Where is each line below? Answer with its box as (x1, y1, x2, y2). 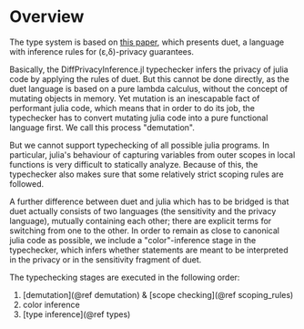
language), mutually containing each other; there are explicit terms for (9, 215, 272, 226)
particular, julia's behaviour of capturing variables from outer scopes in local (9, 149, 296, 160)
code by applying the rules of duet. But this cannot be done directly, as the (9, 73, 289, 84)
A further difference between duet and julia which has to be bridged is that (9, 196, 289, 207)
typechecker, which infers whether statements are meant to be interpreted (9, 244, 289, 255)
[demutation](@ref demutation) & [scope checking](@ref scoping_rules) (22, 289, 294, 300)
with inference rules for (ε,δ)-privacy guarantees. (9, 46, 194, 57)
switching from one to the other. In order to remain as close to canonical (9, 225, 280, 236)
